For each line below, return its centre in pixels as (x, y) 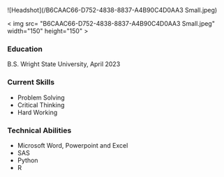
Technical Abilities (39, 130)
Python (28, 160)
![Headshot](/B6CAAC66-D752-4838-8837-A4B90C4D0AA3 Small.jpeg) (112, 10)
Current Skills (31, 82)
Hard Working (37, 112)
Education (25, 49)
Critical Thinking (41, 105)
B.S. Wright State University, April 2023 (64, 64)
